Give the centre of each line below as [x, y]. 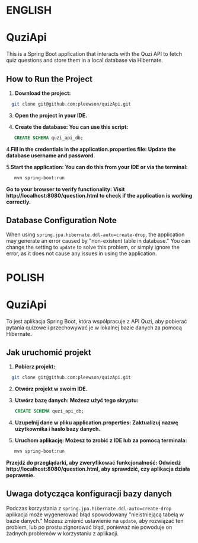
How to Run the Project [49, 79]
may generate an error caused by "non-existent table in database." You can [98, 241]
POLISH [25, 277]
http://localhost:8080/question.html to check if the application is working [99, 195]
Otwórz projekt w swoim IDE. [51, 389]
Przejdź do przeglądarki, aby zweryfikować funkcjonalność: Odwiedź [94, 462]
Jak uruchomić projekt [49, 352]
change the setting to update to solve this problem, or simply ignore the [93, 247]
